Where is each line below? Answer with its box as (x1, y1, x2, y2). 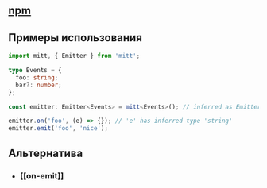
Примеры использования (8, 31, 143, 44)
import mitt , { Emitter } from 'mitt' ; (8, 52, 141, 60)
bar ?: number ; (15, 81, 62, 89)
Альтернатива (8, 146, 83, 159)
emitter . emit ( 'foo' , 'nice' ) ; (8, 125, 109, 132)
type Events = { (8, 67, 62, 75)
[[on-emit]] (19, 170, 64, 181)
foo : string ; (15, 73, 59, 82)
